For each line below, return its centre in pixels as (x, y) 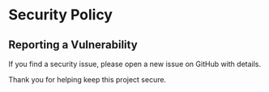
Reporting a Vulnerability (73, 45)
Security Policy (61, 15)
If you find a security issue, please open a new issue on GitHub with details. (135, 64)
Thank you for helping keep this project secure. (88, 79)
